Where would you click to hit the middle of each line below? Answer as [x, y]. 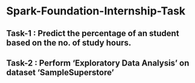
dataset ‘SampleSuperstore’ [60, 72]
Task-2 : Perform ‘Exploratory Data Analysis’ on [98, 63]
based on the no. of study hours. [69, 42]
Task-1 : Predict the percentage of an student [93, 33]
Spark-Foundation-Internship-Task [96, 11]
